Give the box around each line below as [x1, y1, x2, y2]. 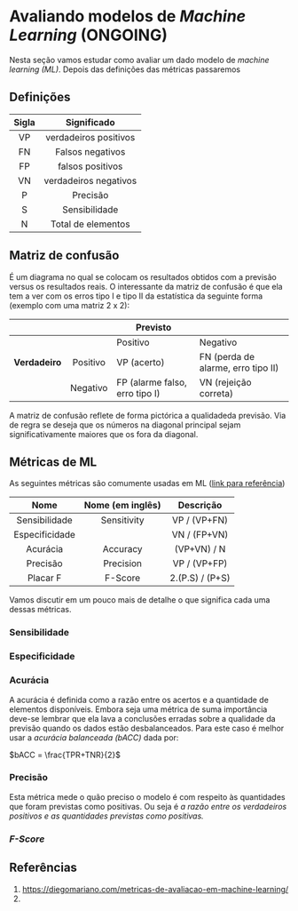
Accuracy [102, 543, 144, 555]
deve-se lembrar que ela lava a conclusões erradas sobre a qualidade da [9, 713, 277, 723]
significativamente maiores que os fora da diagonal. [9, 428, 199, 439]
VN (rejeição [199, 376, 252, 388]
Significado [65, 116, 115, 128]
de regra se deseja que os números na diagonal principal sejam [9, 420, 241, 430]
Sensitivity [100, 514, 145, 526]
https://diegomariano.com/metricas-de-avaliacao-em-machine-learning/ [21, 883, 289, 894]
